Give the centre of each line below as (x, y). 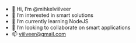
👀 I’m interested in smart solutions (52, 15)
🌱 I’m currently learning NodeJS (50, 21)
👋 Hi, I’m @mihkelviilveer (41, 9)
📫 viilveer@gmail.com (39, 34)
